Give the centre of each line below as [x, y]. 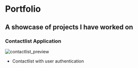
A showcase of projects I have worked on [69, 27]
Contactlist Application [33, 41]
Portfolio [23, 9]
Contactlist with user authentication [48, 61]
